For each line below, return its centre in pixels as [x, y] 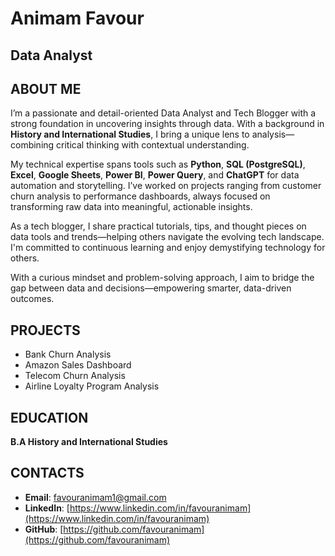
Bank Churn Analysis [68, 354]
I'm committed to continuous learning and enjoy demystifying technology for [168, 248]
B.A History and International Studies [89, 442]
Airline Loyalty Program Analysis [92, 386]
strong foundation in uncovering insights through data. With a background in [167, 124]
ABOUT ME [46, 88]
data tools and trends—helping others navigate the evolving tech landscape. [167, 237]
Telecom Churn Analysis [75, 376]
